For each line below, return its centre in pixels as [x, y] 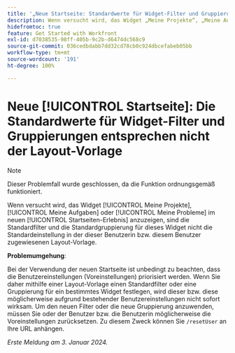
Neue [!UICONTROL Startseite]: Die [112, 106]
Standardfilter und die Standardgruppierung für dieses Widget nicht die [110, 227]
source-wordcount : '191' [43, 59]
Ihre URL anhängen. [36, 329]
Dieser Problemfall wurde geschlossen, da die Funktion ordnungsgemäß [111, 184]
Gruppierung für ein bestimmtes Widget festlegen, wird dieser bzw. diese [113, 291]
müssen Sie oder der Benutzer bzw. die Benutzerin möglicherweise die [109, 314]
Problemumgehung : [37, 255]
